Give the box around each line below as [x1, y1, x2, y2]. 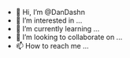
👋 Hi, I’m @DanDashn [15, 8, 85, 16]
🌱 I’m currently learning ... [15, 24, 100, 33]
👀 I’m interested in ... [15, 16, 83, 25]
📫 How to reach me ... [15, 42, 89, 50]
